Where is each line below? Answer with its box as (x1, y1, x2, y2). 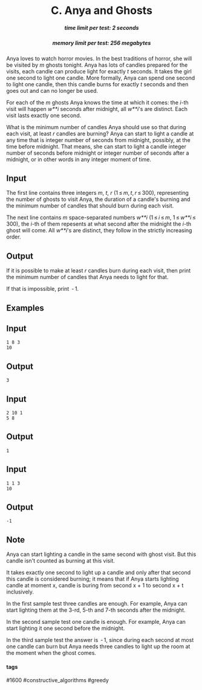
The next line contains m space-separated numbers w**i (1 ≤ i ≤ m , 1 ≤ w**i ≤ (6, 214, 197, 222)
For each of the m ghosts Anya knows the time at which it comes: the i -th (6, 98, 189, 106)
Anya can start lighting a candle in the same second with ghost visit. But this (6, 550, 197, 558)
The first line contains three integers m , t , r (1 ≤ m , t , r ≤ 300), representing (6, 189, 189, 197)
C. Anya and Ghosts (50, 4, 153, 18)
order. (6, 233, 21, 240)
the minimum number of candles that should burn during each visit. (6, 202, 174, 209)
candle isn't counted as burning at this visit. (6, 557, 115, 564)
